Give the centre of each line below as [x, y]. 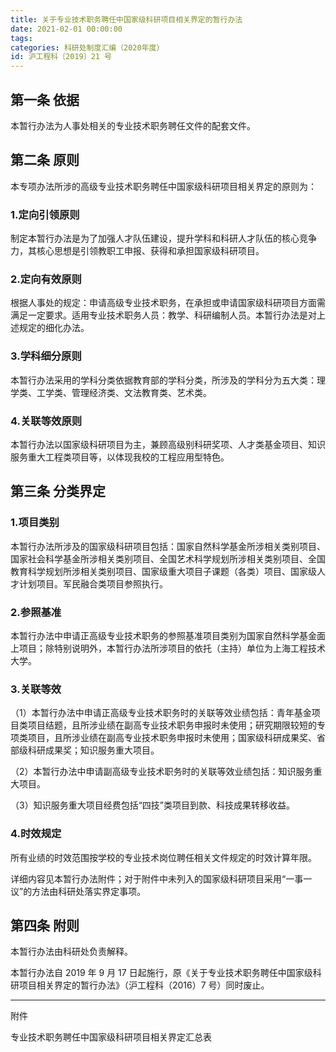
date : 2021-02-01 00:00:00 [66, 29]
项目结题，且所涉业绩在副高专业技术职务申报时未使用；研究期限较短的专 [176, 725]
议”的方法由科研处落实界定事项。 [78, 891]
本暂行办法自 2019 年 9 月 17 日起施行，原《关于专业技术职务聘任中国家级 [161, 973]
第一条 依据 [45, 99]
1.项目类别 [35, 523]
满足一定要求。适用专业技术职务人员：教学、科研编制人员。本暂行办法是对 [163, 315]
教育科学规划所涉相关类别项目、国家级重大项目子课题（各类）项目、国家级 [163, 571]
